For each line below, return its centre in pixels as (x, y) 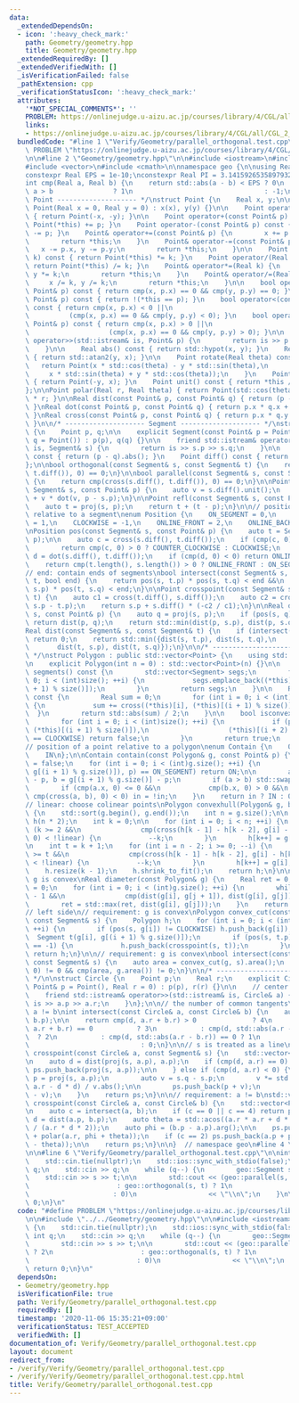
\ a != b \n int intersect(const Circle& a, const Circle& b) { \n (147, 1012)
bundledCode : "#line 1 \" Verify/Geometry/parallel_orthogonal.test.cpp (153, 142)
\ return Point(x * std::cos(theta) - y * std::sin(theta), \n (147, 365)
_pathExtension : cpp (55, 84)
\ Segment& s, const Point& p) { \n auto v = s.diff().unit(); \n (153, 490)
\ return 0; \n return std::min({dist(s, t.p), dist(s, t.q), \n (151, 639)
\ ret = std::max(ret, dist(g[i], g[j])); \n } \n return (157, 904)
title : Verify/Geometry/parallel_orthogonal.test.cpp (111, 1385)
